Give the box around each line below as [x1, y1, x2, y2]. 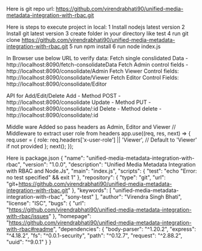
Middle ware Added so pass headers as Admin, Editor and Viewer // [6, 123, 176, 130]
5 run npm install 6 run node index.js [69, 43, 161, 50]
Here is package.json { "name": [6, 154, 85, 162]
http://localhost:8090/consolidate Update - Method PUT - [6, 98, 151, 106]
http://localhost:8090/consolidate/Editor [6, 80, 107, 88]
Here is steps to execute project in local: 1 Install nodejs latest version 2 [6, 24, 186, 30]
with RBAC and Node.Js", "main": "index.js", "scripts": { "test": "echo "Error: [6, 167, 197, 174]
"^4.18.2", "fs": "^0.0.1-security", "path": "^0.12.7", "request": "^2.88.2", [6, 232, 183, 239]
